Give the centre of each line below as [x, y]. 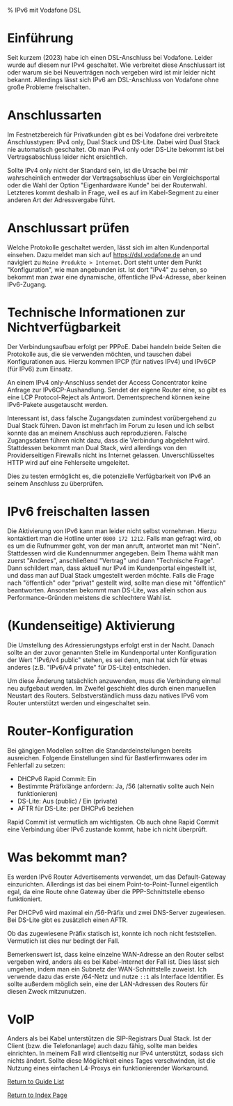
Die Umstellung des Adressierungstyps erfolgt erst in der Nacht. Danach [111, 645]
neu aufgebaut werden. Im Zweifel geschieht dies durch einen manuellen [112, 688]
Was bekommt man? [67, 857]
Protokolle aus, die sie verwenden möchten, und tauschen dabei [99, 354]
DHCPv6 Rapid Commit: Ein [57, 778]
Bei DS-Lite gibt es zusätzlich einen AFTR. [68, 920]
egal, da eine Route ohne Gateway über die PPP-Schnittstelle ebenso [106, 891]
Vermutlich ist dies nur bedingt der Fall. [63, 941]
